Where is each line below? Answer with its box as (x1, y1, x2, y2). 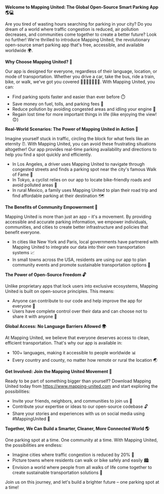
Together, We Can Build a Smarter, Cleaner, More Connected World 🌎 (5, 426, 150, 432)
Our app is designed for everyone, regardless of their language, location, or (5, 68, 158, 74)
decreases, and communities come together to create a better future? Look (5, 31, 157, 37)
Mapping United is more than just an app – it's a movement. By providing (5, 214, 152, 219)
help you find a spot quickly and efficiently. (5, 152, 92, 157)
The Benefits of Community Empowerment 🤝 (5, 204, 98, 210)
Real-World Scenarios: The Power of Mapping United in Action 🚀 (5, 126, 139, 132)
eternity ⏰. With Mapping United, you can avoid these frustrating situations (5, 141, 157, 146)
